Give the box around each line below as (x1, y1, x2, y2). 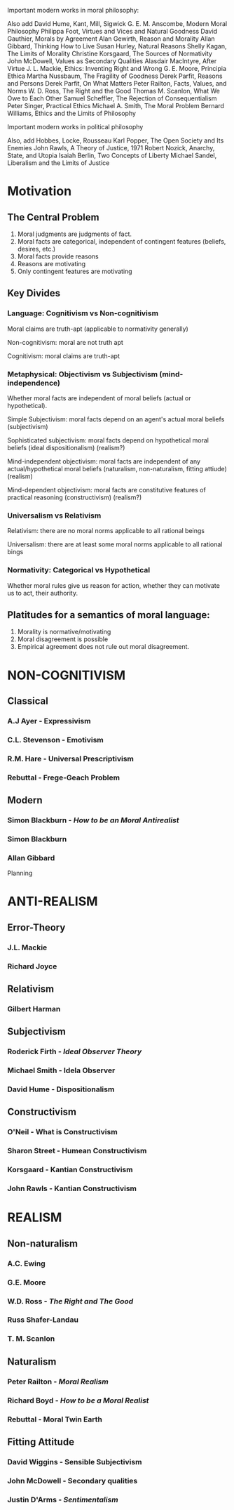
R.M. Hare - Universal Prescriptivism (7, 754, 135, 763)
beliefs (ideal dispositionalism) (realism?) (7, 443, 125, 452)
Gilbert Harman (7, 1004, 61, 1013)
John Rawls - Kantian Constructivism (7, 1183, 137, 1193)
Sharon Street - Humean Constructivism (7, 1146, 147, 1156)
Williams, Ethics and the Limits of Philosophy (7, 109, 137, 117)
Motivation (7, 183, 72, 199)
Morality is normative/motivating (17, 628, 111, 636)
